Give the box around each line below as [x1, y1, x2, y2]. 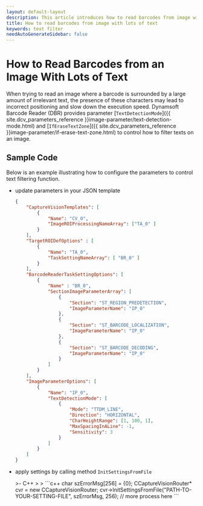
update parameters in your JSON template [14, 187, 121, 194]
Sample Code [6, 152, 58, 163]
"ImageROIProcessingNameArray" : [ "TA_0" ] [47, 221, 156, 227]
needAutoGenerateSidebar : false [6, 31, 88, 37]
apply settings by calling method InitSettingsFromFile [14, 468, 152, 475]
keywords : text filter [6, 25, 63, 32]
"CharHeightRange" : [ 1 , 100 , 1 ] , [69, 418, 154, 424]
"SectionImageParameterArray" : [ [47, 288, 132, 294]
